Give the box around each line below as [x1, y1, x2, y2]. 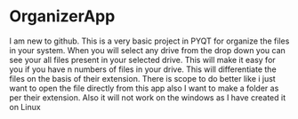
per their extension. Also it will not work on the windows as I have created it [9, 91, 286, 103]
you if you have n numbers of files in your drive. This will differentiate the [9, 64, 278, 75]
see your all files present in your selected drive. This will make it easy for [9, 54, 276, 65]
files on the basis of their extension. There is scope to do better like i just [9, 73, 276, 83]
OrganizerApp [9, 6, 116, 27]
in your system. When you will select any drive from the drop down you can [9, 44, 286, 55]
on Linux [9, 101, 42, 112]
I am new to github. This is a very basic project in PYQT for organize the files [9, 36, 290, 46]
